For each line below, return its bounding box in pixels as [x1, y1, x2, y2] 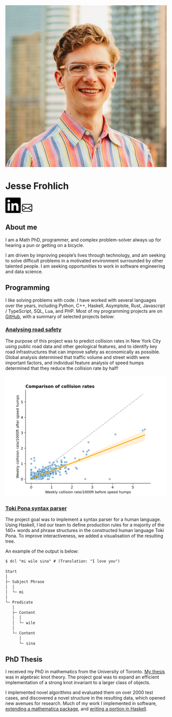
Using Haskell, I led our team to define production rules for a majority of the [5, 522, 165, 528]
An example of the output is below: [5, 548, 79, 554]
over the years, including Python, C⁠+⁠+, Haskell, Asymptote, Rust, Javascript [5, 303, 165, 309]
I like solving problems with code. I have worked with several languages [5, 297, 157, 303]
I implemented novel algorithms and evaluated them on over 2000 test [5, 689, 154, 695]
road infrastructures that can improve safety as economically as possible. [5, 349, 160, 355]
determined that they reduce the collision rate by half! [5, 365, 119, 371]
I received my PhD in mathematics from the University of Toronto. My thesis [5, 668, 165, 674]
